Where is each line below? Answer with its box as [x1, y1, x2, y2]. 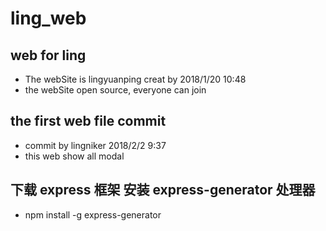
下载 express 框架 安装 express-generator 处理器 [10, 182, 316, 199]
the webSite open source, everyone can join [24, 84, 207, 96]
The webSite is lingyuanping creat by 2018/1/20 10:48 [24, 73, 247, 85]
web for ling [10, 47, 87, 64]
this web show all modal [24, 150, 125, 162]
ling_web [10, 7, 87, 30]
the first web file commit [10, 113, 167, 130]
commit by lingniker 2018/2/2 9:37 [24, 139, 167, 151]
